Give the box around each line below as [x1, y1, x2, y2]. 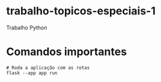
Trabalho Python [6, 24, 47, 31]
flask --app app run [6, 70, 58, 76]
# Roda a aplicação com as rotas [6, 65, 90, 71]
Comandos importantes [6, 45, 127, 59]
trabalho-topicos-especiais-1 [6, 4, 156, 18]
